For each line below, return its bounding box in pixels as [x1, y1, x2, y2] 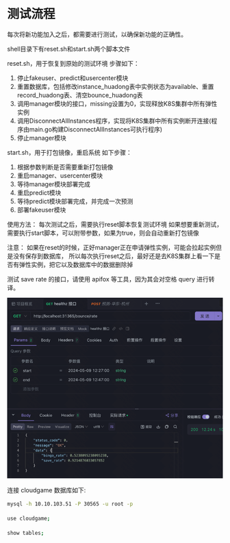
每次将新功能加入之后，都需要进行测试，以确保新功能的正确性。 [7, 30, 187, 38]
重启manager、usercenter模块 [16, 171, 103, 179]
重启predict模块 [16, 188, 62, 197]
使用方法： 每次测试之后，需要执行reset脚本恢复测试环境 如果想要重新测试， [7, 220, 223, 228]
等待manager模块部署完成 [16, 179, 91, 188]
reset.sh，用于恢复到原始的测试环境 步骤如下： [7, 59, 140, 67]
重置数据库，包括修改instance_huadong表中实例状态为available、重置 [16, 82, 214, 90]
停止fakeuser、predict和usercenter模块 [16, 73, 129, 82]
